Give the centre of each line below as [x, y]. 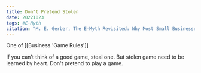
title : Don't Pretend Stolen [42, 12]
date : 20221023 [25, 17]
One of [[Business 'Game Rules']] [47, 45]
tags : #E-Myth [24, 23]
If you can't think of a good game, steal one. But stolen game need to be [95, 57]
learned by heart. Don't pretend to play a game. [65, 63]
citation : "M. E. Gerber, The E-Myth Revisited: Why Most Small [88, 28]
